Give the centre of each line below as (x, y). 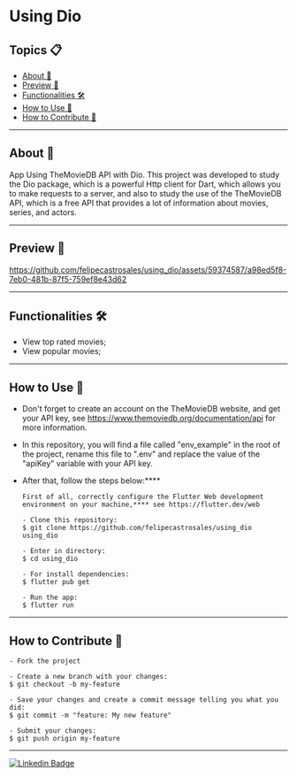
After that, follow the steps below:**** (91, 481)
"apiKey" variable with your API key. (87, 464)
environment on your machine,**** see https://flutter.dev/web (141, 505)
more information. (54, 427)
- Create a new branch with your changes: (88, 677)
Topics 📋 (36, 50)
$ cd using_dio (50, 559)
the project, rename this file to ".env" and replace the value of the (141, 454)
